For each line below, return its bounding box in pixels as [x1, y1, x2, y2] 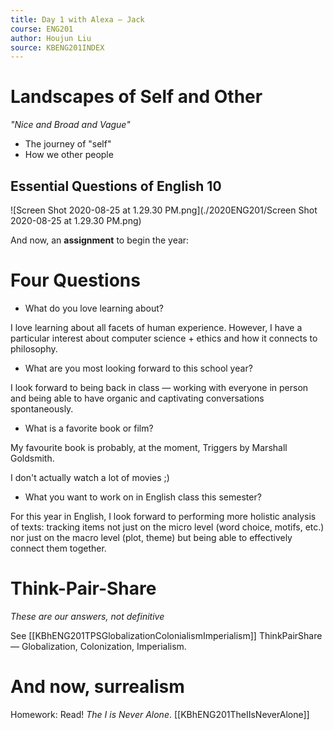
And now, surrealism [10, 676, 185, 698]
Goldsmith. [10, 452, 55, 464]
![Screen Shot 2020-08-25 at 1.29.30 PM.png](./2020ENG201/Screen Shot [10, 204, 318, 216]
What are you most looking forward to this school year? [24, 362, 253, 374]
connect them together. [10, 542, 107, 554]
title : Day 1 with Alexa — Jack [10, 14, 145, 25]
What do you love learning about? [24, 302, 164, 314]
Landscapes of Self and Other [10, 86, 263, 108]
